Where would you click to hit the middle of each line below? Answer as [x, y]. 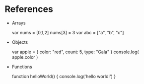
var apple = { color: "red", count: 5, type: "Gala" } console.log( [75, 52]
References [29, 9]
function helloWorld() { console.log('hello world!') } [64, 76]
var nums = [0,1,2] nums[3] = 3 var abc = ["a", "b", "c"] [68, 32]
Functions [22, 67]
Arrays [19, 23]
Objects [20, 42]
